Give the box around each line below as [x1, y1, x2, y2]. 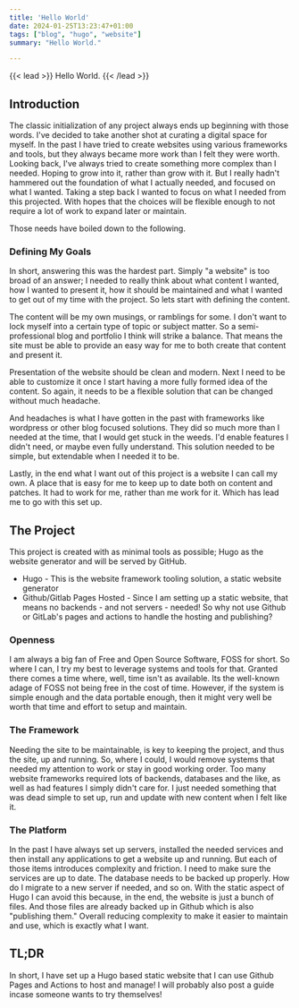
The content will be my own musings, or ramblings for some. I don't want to [9, 312, 287, 322]
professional [9, 330, 55, 341]
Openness [9, 634, 55, 646]
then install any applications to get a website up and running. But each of [9, 854, 278, 865]
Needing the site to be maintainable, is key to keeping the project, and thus [9, 744, 285, 755]
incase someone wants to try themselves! [9, 988, 162, 999]
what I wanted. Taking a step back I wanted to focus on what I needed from [9, 187, 287, 198]
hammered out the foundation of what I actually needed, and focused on [9, 177, 276, 188]
